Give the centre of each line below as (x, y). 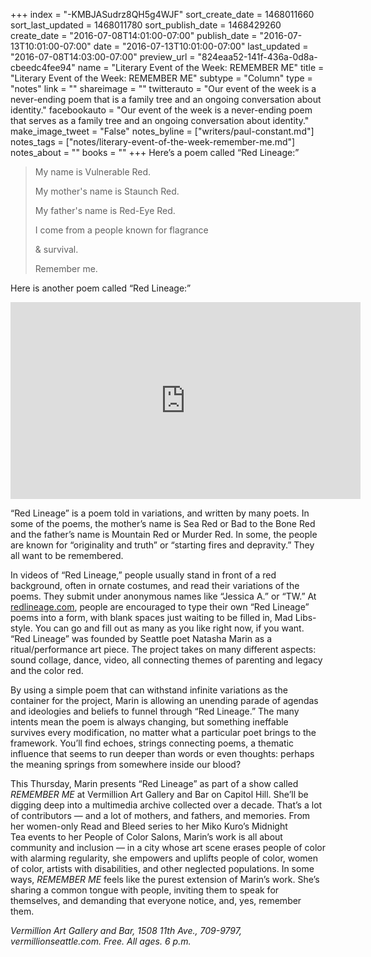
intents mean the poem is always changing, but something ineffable (149, 722)
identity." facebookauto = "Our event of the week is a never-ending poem (161, 110)
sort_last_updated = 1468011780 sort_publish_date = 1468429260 (146, 25)
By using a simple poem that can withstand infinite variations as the (149, 690)
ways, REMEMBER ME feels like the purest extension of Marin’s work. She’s (165, 879)
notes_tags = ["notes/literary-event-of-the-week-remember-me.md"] (153, 142)
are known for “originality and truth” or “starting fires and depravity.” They (162, 545)
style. (21, 628)
